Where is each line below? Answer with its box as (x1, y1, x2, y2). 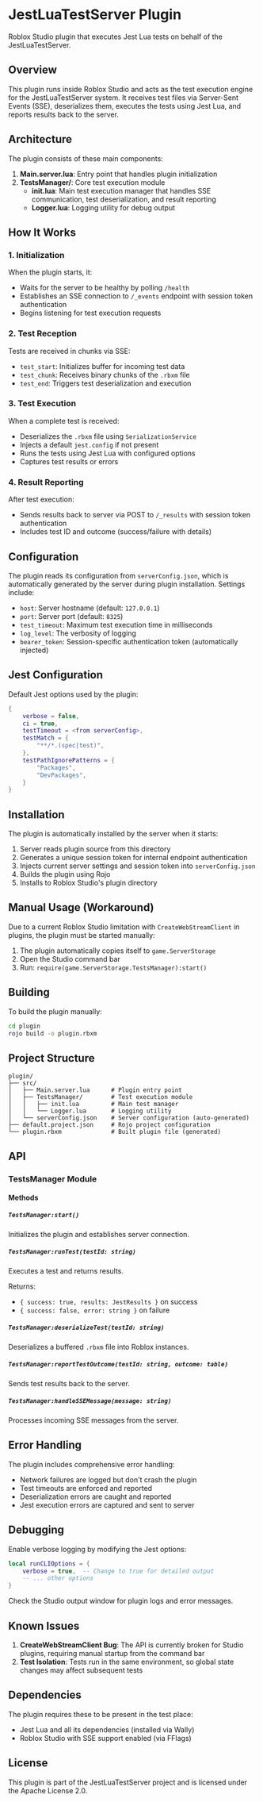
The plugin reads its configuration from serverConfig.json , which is (8, 571, 229, 580)
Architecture (8, 133, 73, 146)
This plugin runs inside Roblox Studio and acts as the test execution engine (8, 84, 253, 94)
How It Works (8, 225, 77, 239)
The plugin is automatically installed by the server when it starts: (8, 829, 219, 839)
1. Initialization (8, 249, 65, 260)
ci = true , (22, 720, 59, 728)
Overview (8, 63, 58, 77)
